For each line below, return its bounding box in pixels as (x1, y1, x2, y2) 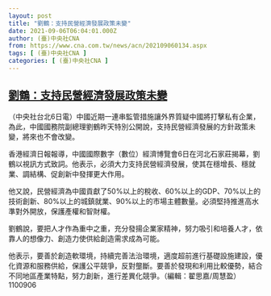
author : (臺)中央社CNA (8, 34, 80, 43)
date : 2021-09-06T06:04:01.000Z (8, 27, 117, 35)
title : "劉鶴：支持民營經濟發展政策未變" (8, 19, 131, 27)
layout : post (8, 11, 52, 20)
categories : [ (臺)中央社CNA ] (8, 57, 109, 65)
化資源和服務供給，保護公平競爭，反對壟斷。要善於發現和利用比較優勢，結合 (8, 261, 263, 270)
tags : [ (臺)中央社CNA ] (8, 49, 87, 57)
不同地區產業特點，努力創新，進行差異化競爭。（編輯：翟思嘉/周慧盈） (8, 271, 241, 281)
